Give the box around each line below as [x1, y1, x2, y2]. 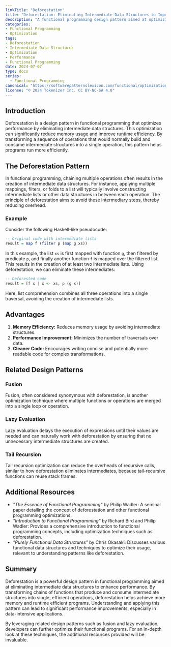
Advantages [5, 311, 45, 319]
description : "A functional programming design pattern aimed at [5, 17, 147, 22]
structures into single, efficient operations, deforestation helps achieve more [5, 594, 165, 600]
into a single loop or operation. [5, 403, 70, 409]
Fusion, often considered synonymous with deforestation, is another [5, 392, 149, 398]
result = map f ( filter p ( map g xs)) [5, 241, 88, 247]
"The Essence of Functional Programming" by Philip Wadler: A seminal [12, 501, 161, 507]
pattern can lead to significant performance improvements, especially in [5, 605, 156, 611]
